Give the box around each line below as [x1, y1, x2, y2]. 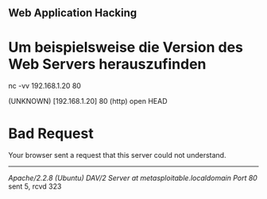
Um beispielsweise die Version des [8, 38, 244, 56]
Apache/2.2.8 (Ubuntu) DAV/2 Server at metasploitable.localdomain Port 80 [8, 174, 258, 183]
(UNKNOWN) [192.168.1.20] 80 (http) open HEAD [8, 97, 168, 106]
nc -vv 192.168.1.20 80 [8, 81, 82, 90]
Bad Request [8, 124, 94, 142]
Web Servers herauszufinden [8, 55, 207, 73]
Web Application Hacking [8, 6, 137, 20]
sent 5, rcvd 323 [8, 182, 62, 191]
